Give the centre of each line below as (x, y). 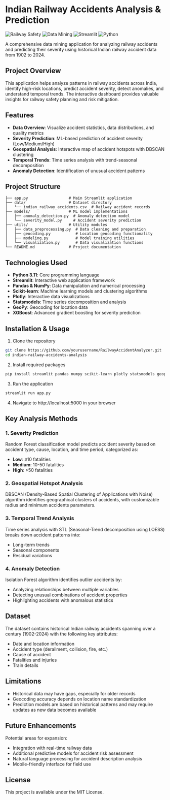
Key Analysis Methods (41, 418)
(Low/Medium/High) (33, 144)
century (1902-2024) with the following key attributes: (61, 634)
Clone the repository (34, 341)
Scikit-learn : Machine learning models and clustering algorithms (80, 291)
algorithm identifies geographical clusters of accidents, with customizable (82, 500)
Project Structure (33, 186)
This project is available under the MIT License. (55, 792)
